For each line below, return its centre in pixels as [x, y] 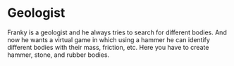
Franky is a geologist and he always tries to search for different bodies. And [117, 32]
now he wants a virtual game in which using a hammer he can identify [109, 39]
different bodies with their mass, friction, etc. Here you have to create [108, 47]
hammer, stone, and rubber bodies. [58, 55]
